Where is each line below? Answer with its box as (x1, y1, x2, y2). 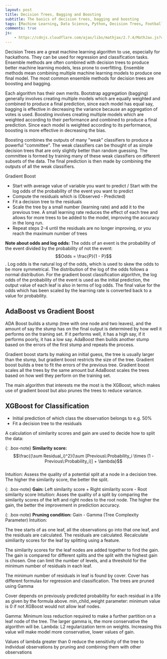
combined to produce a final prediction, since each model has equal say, (5, 101, 154, 107)
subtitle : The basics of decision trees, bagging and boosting (5, 16, 139, 21)
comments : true (5, 26, 37, 31)
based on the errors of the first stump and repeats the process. (5, 341, 135, 347)
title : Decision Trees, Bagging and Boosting (5, 12, 101, 17)
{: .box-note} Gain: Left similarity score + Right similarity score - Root (5, 486, 148, 492)
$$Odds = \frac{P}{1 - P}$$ (55, 253, 112, 259)
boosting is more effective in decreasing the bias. (5, 127, 106, 133)
